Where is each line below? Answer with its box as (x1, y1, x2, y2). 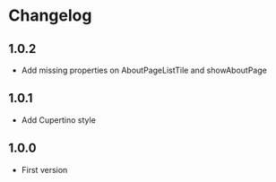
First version (21, 164, 68, 175)
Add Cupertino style (21, 114, 96, 126)
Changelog (8, 5, 92, 26)
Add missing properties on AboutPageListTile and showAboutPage (21, 65, 268, 75)
